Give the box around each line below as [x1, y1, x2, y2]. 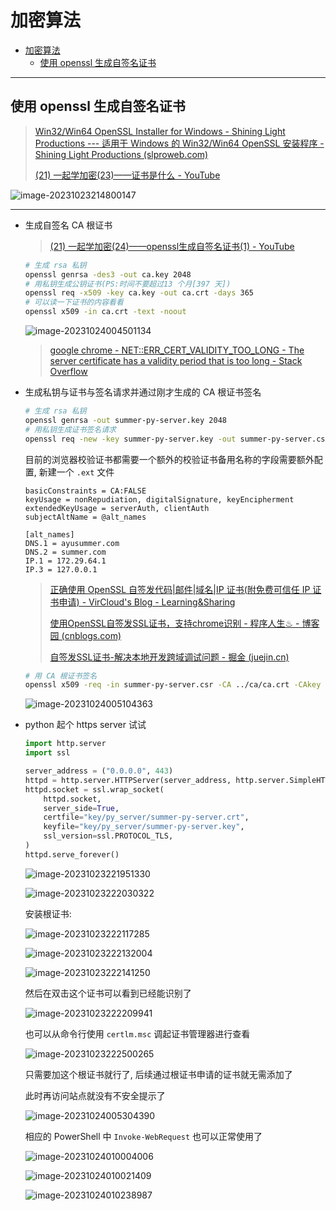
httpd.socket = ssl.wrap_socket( [24, 784, 165, 795]
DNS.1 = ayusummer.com [24, 538, 120, 548]
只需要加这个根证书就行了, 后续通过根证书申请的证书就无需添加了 [24, 1068, 293, 1080]
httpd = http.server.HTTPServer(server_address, [24, 775, 232, 785]
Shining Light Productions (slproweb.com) [34, 148, 209, 160]
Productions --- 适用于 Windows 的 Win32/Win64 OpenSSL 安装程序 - [34, 137, 325, 149]
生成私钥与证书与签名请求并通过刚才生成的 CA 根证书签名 [24, 386, 262, 398]
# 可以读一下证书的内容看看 [24, 297, 124, 308]
